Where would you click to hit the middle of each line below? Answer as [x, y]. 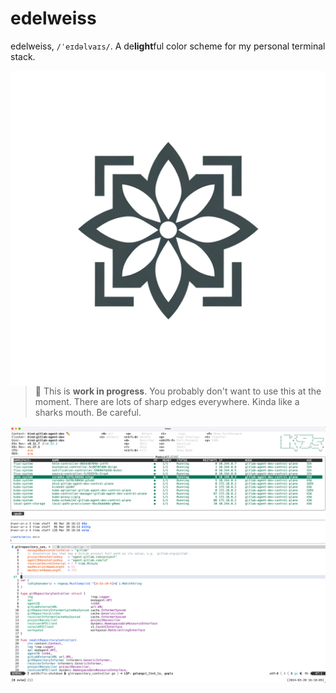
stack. [23, 56]
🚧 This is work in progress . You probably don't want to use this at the [178, 391]
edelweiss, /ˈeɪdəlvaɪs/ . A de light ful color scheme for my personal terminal [168, 46]
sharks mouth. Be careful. [88, 412]
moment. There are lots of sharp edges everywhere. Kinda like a [167, 401]
